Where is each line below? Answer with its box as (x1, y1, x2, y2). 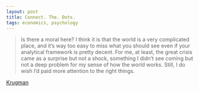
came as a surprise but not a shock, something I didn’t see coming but (20, 55, 193, 62)
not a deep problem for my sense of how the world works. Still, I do (20, 61, 185, 68)
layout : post (6, 8, 39, 15)
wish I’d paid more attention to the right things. (20, 68, 135, 75)
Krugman (6, 79, 29, 86)
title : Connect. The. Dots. (6, 14, 76, 20)
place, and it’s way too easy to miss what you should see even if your (20, 42, 190, 49)
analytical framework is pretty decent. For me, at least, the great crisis (20, 49, 193, 56)
